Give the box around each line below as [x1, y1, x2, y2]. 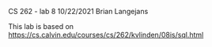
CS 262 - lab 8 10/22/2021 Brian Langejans [8, 7, 149, 16]
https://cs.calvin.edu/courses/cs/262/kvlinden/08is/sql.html [8, 31, 204, 39]
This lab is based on [8, 22, 74, 31]
